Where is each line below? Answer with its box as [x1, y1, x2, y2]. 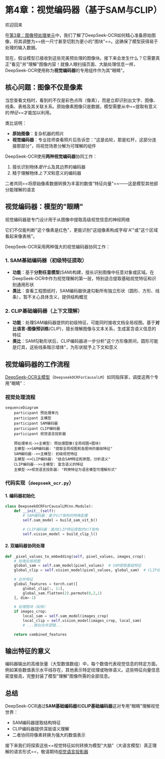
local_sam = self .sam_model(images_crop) [23, 614, 109, 619]
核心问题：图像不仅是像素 [5, 83, 82, 92]
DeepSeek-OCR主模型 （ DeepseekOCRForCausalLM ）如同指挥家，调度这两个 [5, 374, 155, 380]
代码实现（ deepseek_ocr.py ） [5, 479, 74, 486]
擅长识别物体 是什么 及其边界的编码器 [12, 164, 86, 170]
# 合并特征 [14, 577, 33, 582]
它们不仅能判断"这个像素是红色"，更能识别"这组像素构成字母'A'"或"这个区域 [5, 227, 158, 233]
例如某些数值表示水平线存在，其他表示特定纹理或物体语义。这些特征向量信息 [5, 667, 160, 673]
